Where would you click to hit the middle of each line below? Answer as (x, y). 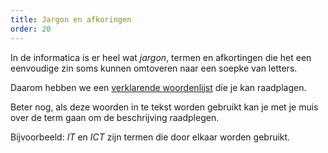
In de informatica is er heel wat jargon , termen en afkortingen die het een (161, 57)
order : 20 (31, 29)
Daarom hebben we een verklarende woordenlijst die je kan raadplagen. (158, 87)
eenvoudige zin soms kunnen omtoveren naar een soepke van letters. (154, 68)
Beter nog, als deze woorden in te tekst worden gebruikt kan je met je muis (164, 107)
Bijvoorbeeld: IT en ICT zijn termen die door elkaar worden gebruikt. (150, 137)
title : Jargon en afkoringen (71, 19)
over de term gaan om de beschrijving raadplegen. (115, 117)
